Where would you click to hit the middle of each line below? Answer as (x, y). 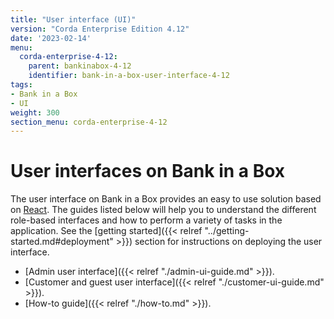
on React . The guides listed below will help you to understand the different (163, 210)
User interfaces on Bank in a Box (148, 171)
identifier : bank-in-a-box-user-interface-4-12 (129, 76)
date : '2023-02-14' (51, 38)
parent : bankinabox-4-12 (80, 66)
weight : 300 (35, 112)
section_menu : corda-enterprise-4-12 (89, 122)
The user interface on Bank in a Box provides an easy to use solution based (166, 199)
